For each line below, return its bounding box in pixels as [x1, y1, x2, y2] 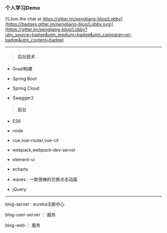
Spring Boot [12, 75, 37, 81]
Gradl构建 [12, 65, 33, 71]
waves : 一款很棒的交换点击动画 [12, 176, 78, 182]
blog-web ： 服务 [5, 222, 41, 228]
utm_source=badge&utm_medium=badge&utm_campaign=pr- [5, 32, 132, 38]
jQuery [12, 186, 26, 192]
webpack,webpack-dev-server [12, 147, 76, 153]
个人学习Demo [5, 4, 40, 11]
